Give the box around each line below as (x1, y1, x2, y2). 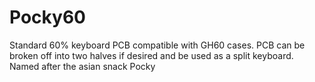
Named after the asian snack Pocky (9, 60, 156, 72)
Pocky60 (9, 6, 86, 29)
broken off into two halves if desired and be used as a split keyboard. (9, 49, 294, 61)
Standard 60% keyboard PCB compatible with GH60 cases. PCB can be (9, 39, 306, 51)
